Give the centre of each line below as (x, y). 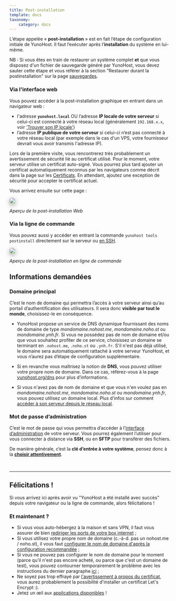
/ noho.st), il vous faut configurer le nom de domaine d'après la (83, 544)
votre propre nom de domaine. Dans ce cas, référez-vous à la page (87, 372)
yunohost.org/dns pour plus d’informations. (63, 377)
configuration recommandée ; (48, 549)
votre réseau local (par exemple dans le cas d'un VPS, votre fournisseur (93, 138)
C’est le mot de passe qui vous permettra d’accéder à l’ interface (77, 428)
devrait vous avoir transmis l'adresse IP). (60, 143)
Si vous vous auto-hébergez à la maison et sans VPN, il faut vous (85, 527)
